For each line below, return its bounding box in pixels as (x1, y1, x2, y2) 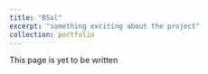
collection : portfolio (9, 30, 95, 39)
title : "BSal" (9, 13, 63, 23)
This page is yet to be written (9, 55, 118, 66)
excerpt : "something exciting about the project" (9, 22, 201, 31)
